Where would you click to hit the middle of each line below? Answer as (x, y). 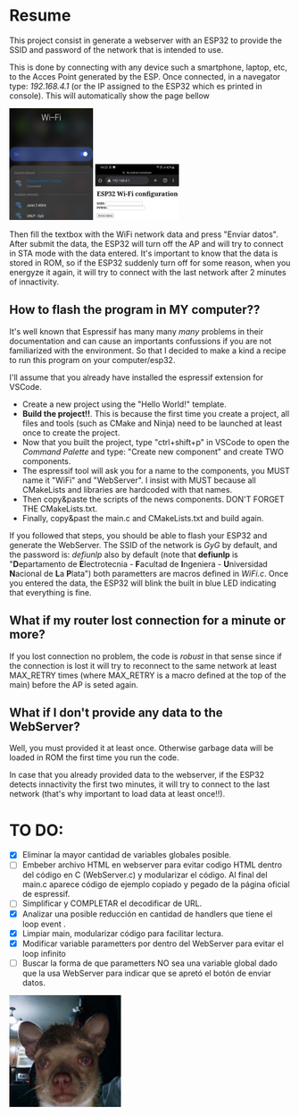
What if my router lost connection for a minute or (148, 621)
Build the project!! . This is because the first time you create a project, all (156, 413)
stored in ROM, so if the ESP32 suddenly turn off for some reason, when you (150, 262)
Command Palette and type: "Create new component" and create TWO (153, 452)
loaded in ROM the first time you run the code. (95, 757)
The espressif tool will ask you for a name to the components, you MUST (156, 470)
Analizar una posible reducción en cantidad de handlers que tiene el (147, 914)
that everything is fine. (50, 592)
